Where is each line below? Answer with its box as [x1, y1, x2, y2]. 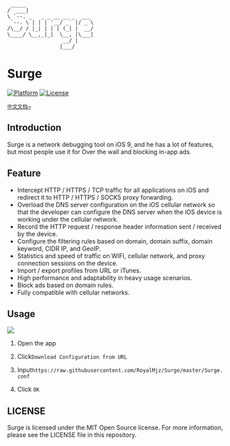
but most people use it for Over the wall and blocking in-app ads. [7, 147, 191, 156]
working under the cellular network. [17, 215, 118, 223]
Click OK [17, 385, 40, 394]
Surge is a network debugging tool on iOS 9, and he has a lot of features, [7, 140, 214, 149]
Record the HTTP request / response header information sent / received [17, 222, 222, 231]
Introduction [7, 122, 62, 134]
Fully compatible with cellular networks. [17, 288, 130, 297]
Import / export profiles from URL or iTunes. [17, 266, 141, 275]
